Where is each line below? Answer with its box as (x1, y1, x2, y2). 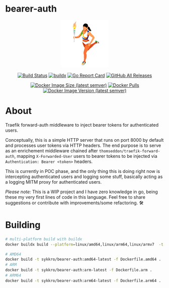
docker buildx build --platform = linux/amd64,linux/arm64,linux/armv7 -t (5, 242, 164, 247)
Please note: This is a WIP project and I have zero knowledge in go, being (5, 189, 158, 195)
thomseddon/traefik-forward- (99, 148, 160, 154)
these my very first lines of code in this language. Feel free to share (5, 194, 145, 200)
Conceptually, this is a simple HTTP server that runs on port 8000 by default (5, 137, 164, 143)
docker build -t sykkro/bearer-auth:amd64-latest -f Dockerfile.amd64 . (5, 257, 161, 262)
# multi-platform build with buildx (5, 237, 82, 242)
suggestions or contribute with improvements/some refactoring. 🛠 (5, 200, 144, 206)
